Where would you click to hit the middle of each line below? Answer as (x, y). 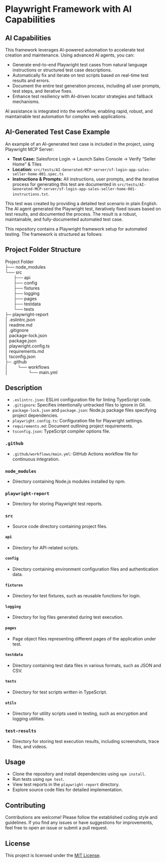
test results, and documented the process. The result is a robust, (71, 214)
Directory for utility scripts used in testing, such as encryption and (80, 714)
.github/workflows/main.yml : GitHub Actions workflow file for (75, 454)
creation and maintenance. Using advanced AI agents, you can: (70, 55)
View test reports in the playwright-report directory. (66, 785)
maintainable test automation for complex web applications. (66, 116)
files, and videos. (30, 747)
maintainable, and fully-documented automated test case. (64, 219)
